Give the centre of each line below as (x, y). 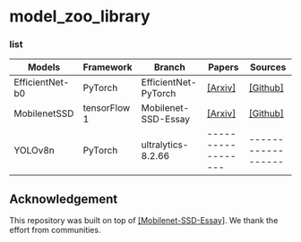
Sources (268, 67)
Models (44, 67)
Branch (169, 67)
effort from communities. (55, 230)
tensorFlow (107, 108)
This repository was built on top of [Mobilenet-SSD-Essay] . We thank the (144, 221)
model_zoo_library (80, 17)
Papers (223, 67)
